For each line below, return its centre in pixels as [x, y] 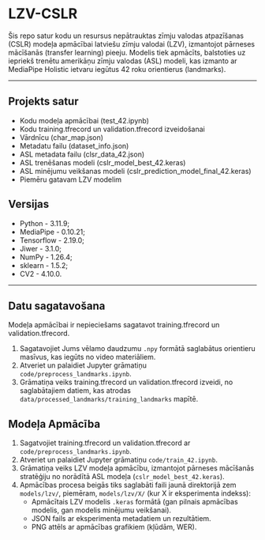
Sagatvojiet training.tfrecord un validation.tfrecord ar [105, 443]
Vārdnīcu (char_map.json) [62, 137]
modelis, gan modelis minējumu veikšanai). [101, 510]
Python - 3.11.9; [45, 223]
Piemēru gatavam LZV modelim [71, 179]
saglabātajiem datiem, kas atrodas [75, 391]
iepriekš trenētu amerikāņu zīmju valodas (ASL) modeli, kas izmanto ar [123, 61]
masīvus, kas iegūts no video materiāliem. [88, 357]
